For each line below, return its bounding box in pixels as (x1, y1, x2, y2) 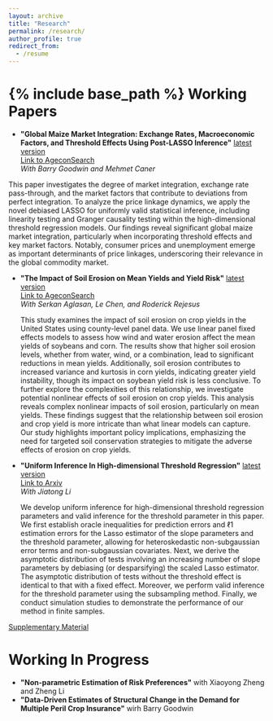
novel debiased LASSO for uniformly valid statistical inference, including (8, 205, 250, 215)
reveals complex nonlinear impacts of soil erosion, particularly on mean (19, 401, 260, 411)
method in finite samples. (19, 606, 106, 616)
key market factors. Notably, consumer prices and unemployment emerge (8, 240, 256, 249)
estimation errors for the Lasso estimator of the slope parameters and (19, 528, 253, 538)
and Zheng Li (19, 686, 65, 696)
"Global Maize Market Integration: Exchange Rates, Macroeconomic (19, 129, 255, 138)
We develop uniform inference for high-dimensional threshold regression (19, 502, 264, 512)
